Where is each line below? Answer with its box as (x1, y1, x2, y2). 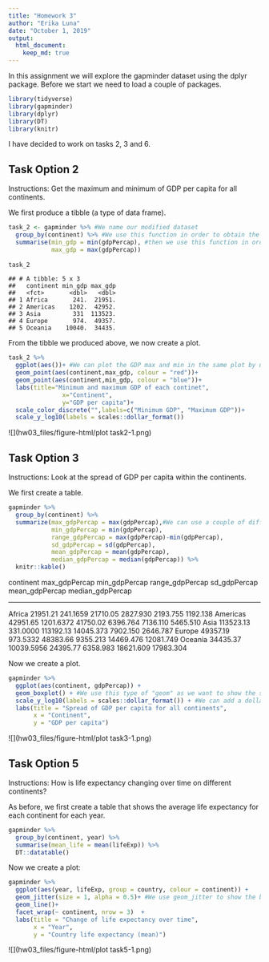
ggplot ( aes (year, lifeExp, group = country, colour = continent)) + (15, 886, 249, 894)
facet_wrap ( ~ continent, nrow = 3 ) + (15, 907, 146, 916)
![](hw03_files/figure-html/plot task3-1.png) (8, 734, 152, 743)
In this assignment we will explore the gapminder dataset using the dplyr (8, 71, 247, 80)
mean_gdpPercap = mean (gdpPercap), (50, 548, 171, 556)
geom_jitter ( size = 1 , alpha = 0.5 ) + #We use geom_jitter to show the (15, 893, 256, 902)
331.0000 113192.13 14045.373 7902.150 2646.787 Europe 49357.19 (8, 626, 230, 636)
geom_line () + (15, 901, 59, 909)
